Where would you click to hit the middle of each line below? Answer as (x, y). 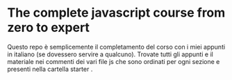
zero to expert (49, 27)
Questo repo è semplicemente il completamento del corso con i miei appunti (116, 47)
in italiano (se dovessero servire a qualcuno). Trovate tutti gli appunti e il (110, 54)
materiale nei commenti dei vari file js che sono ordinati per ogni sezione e (114, 61)
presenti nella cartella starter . (50, 69)
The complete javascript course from (116, 13)
